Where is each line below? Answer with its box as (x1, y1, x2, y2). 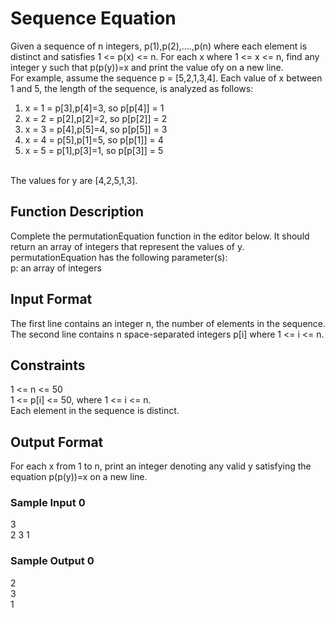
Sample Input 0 (10, 496, 86, 510)
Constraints (10, 357, 86, 374)
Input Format (10, 291, 93, 308)
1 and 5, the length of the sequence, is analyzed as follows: (10, 82, 254, 94)
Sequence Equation (10, 7, 177, 30)
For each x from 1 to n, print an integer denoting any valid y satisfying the (10, 460, 312, 472)
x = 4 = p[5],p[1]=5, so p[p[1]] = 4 (24, 133, 164, 146)
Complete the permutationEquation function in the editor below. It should (10, 230, 310, 242)
